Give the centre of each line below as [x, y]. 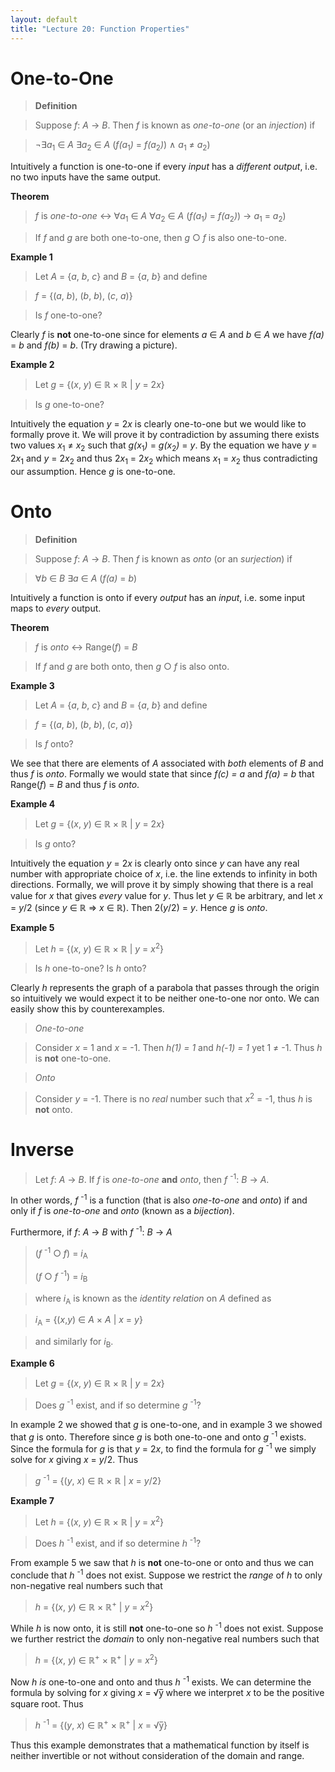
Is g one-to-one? [69, 405]
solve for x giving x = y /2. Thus [74, 1460]
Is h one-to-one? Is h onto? [90, 968]
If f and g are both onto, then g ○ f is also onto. [132, 666]
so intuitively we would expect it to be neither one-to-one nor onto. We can [165, 998]
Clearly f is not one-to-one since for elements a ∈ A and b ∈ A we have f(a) [167, 335]
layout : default [44, 19]
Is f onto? [54, 743]
